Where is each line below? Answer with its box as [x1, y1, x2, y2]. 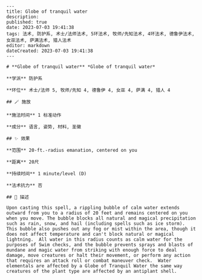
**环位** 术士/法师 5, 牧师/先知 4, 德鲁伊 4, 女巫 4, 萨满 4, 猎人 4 [6, 87, 171, 93]
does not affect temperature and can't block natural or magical [6, 231, 174, 237]
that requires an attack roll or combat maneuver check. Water [6, 258, 172, 264]
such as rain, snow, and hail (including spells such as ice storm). [6, 221, 186, 227]
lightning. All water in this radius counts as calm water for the [6, 236, 183, 243]
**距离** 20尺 [6, 159, 39, 165]
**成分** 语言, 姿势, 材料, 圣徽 [6, 124, 82, 130]
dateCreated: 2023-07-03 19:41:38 [6, 48, 94, 54]
